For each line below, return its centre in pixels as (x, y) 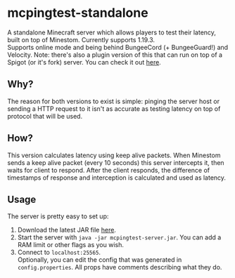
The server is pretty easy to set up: (58, 216)
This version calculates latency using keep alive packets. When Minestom (114, 155)
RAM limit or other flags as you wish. (71, 245)
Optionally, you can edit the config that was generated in (100, 260)
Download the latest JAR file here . (66, 230)
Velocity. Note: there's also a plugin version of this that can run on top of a (115, 55)
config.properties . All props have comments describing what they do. (120, 267)
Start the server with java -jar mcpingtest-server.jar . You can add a (119, 237)
